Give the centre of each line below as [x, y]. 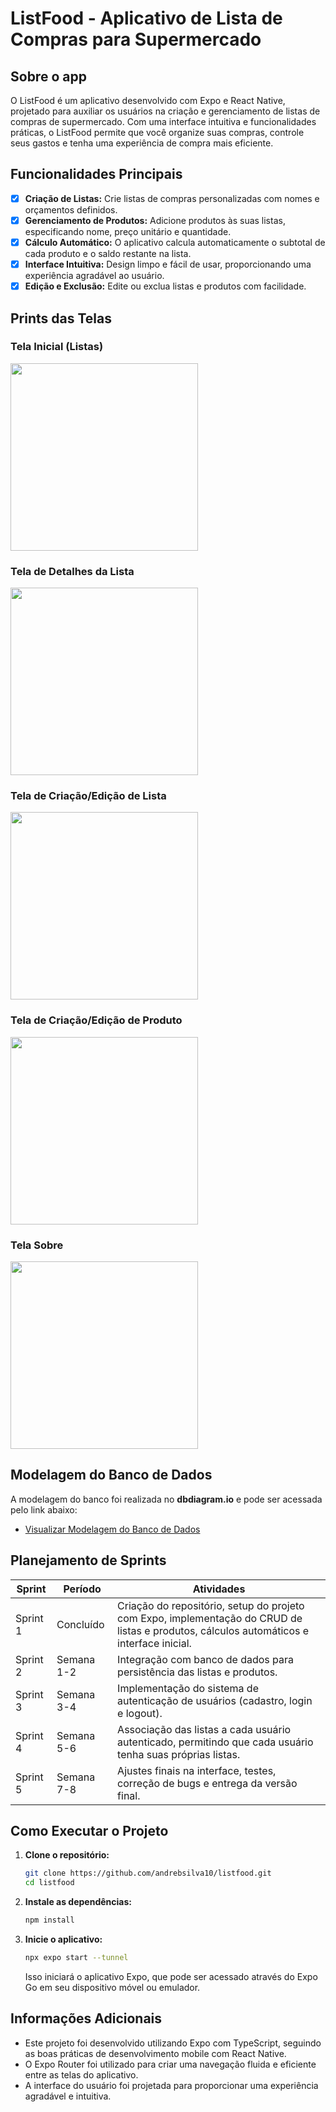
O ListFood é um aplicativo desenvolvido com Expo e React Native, [148, 100]
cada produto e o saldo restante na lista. [108, 253]
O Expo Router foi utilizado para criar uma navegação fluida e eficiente [170, 2064]
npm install [49, 1920]
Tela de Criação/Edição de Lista [88, 796]
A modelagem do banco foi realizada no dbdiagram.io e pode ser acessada [166, 1499]
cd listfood [49, 1883]
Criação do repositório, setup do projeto [211, 1605]
